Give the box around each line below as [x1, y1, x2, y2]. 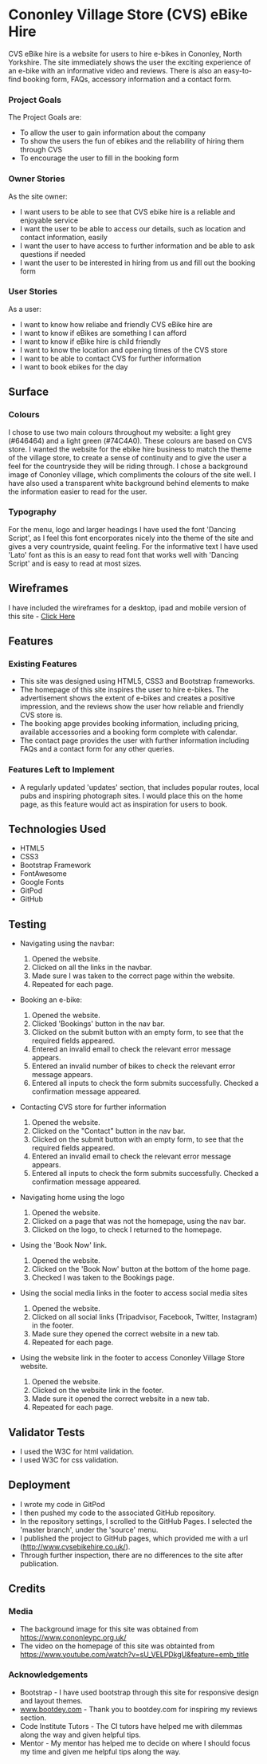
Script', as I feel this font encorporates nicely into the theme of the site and [8, 533, 253, 543]
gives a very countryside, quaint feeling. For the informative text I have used [8, 541, 258, 551]
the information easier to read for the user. [8, 487, 147, 496]
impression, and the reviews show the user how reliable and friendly [19, 702, 245, 712]
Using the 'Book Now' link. [19, 1241, 108, 1250]
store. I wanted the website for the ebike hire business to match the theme [8, 444, 253, 454]
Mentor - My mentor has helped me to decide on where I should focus [19, 1738, 251, 1748]
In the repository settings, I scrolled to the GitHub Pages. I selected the [19, 1516, 253, 1525]
